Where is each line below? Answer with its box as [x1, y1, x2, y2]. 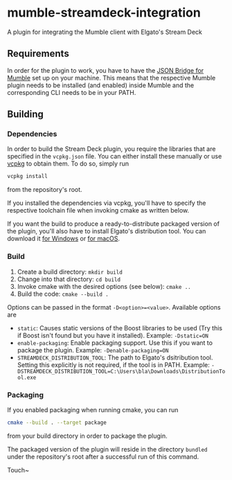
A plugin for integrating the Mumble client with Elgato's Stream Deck [7, 28, 203, 36]
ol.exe [17, 374, 37, 381]
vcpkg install [7, 173, 48, 180]
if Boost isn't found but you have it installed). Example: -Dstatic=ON [17, 331, 209, 339]
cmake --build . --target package [7, 419, 107, 426]
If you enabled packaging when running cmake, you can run [7, 405, 179, 414]
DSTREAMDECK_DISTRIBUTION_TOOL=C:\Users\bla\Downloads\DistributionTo [17, 368, 226, 375]
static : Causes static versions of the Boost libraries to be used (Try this [17, 323, 223, 332]
